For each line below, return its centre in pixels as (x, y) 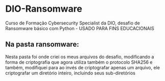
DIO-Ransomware (44, 9)
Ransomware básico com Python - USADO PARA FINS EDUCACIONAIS (80, 28)
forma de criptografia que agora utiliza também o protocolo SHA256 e (79, 62)
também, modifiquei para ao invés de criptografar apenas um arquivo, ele (82, 67)
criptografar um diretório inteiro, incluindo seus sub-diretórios (70, 73)
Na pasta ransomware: (42, 45)
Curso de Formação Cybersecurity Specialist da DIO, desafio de (73, 23)
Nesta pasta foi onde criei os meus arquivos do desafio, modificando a (80, 57)
